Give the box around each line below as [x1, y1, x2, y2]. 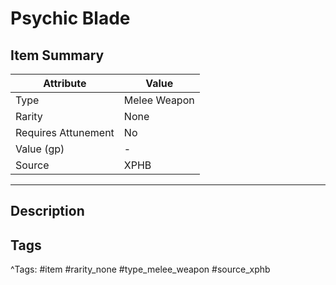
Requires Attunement [15, 126, 115, 139]
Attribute [43, 77, 87, 90]
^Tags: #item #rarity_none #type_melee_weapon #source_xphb [10, 263, 271, 276]
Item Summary [10, 47, 105, 64]
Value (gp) [15, 142, 65, 156]
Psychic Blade [10, 7, 131, 30]
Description [10, 203, 85, 220]
